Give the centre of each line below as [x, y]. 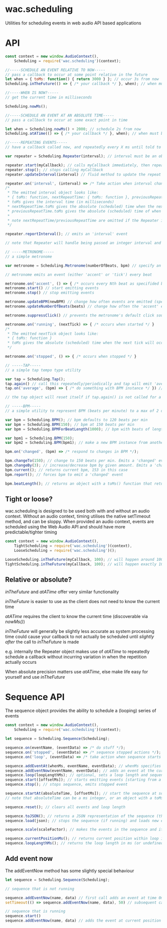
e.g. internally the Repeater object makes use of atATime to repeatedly [78, 651]
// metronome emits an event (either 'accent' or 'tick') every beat [79, 275]
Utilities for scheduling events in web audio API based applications [73, 23]
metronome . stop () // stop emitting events [50, 293]
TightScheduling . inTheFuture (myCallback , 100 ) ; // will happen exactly [81, 564]
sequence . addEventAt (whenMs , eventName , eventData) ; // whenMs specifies [83, 766]
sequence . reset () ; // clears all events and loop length [65, 807]
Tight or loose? [29, 499]
